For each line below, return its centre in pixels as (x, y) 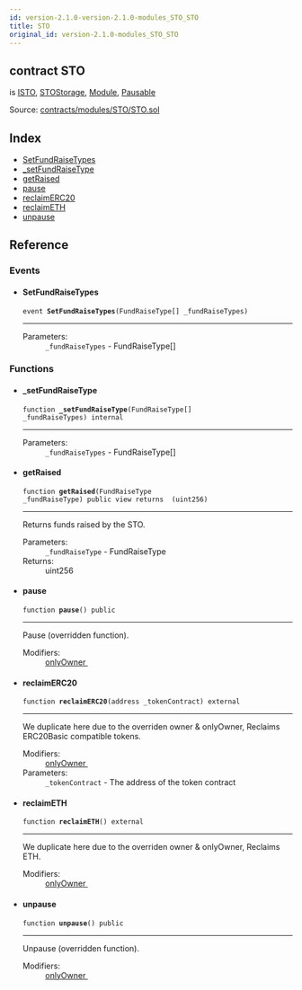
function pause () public (69, 610)
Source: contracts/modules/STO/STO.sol (84, 110)
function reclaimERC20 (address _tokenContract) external (131, 702)
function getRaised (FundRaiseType (87, 491)
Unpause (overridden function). (80, 948)
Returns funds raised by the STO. (84, 524)
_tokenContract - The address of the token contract (140, 782)
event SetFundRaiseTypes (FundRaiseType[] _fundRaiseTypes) (135, 311)
